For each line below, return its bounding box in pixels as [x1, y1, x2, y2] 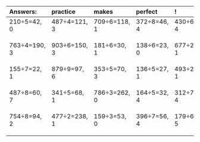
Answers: [9, 8, 37, 15]
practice [51, 8, 76, 15]
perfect [136, 8, 158, 15]
